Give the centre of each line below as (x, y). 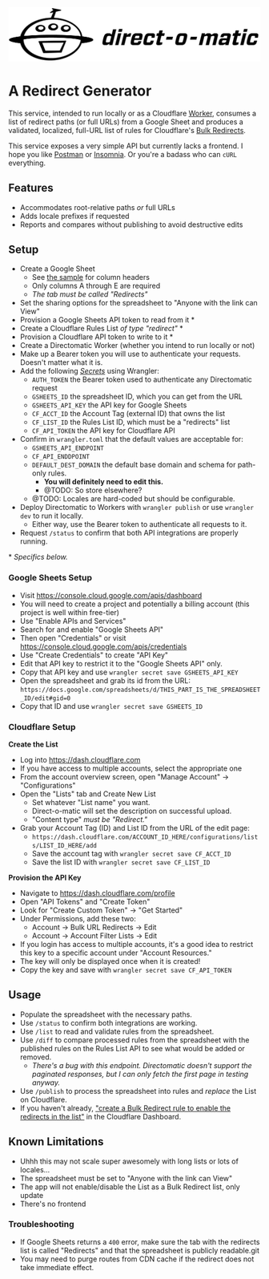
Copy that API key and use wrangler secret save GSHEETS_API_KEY (129, 672)
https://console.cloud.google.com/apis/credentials (103, 646)
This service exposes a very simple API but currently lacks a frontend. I (126, 146)
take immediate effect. (57, 1267)
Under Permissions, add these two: (78, 918)
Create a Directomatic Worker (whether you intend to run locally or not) (137, 346)
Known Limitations (56, 1142)
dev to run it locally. (52, 516)
